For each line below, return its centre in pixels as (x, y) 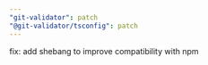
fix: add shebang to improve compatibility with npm (104, 51)
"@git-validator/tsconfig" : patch (74, 26)
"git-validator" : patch (54, 17)
